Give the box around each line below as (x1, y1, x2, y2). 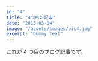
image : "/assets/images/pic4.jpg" (6, 25, 93, 32)
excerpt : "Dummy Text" (6, 31, 63, 37)
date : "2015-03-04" (6, 20, 55, 26)
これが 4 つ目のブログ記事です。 (6, 48, 86, 56)
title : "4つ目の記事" (6, 14, 56, 20)
